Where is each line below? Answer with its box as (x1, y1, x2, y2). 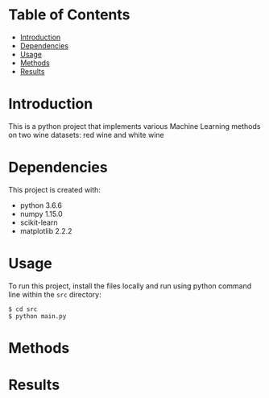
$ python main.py (8, 312, 67, 320)
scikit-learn (19, 218, 58, 227)
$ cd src (8, 305, 38, 313)
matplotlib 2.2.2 (19, 226, 72, 235)
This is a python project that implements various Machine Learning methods (8, 121, 261, 131)
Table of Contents (8, 6, 130, 24)
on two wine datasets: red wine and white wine (8, 130, 164, 139)
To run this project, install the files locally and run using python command (8, 280, 252, 291)
